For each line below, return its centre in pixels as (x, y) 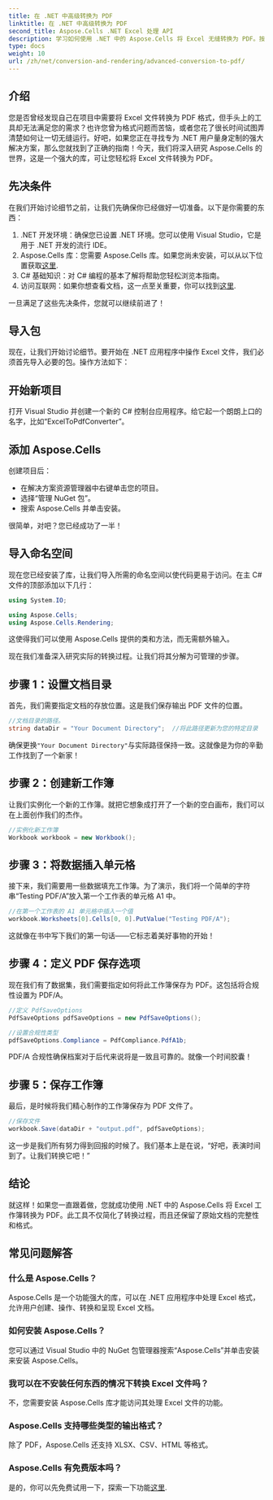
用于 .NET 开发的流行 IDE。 (65, 245)
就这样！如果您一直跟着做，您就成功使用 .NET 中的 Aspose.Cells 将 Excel (131, 1205)
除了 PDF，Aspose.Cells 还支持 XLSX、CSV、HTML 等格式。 (110, 1445)
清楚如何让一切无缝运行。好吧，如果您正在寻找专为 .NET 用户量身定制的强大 (136, 137)
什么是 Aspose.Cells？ (53, 1279)
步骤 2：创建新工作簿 (61, 783)
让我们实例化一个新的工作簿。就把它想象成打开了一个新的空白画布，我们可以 (136, 804)
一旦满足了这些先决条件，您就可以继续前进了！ (87, 302)
